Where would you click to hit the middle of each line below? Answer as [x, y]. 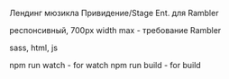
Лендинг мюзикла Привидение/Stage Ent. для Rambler [114, 13]
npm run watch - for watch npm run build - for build [105, 65]
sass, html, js [34, 48]
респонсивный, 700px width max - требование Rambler [115, 30]
